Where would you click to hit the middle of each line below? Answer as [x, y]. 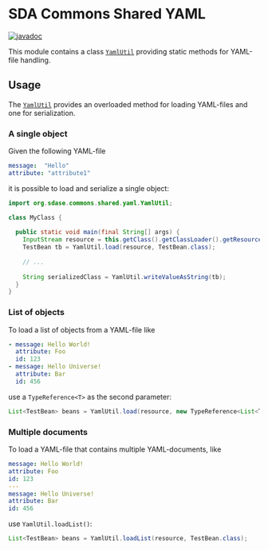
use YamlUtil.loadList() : [50, 524]
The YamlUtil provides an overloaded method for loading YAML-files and [128, 104]
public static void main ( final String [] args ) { [98, 233]
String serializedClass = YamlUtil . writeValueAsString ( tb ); [124, 277]
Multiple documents [48, 432]
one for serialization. [42, 113]
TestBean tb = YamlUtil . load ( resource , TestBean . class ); [119, 247]
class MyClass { [35, 217]
